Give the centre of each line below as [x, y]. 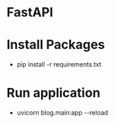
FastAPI [30, 12]
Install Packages [56, 45]
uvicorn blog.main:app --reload [62, 113]
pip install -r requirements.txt [59, 64]
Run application [54, 93]
